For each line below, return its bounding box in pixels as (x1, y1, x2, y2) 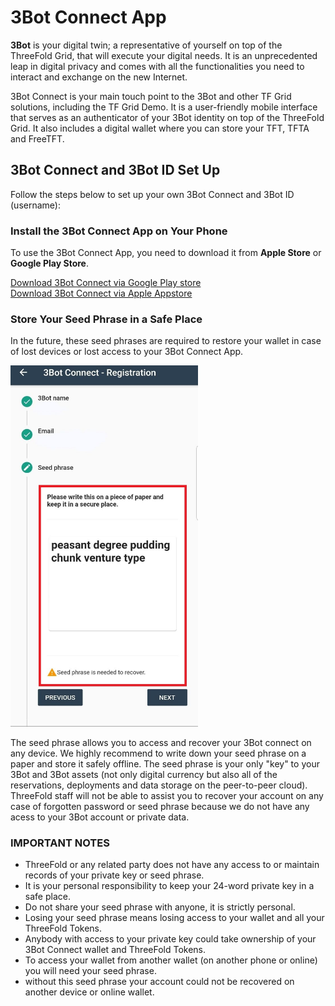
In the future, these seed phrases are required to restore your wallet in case (10, 335, 322, 347)
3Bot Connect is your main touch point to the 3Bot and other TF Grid (10, 90, 292, 102)
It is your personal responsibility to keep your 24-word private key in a (24, 880, 315, 892)
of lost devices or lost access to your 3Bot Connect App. (10, 346, 244, 358)
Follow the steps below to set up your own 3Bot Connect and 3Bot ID (10, 188, 295, 200)
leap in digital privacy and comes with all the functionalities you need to (10, 60, 305, 72)
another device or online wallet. (24, 986, 155, 998)
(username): (10, 199, 61, 211)
